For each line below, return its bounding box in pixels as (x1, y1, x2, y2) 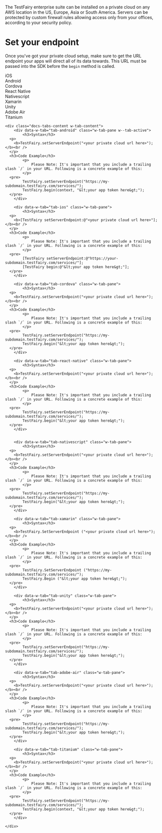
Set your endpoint (5, 37, 79, 48)
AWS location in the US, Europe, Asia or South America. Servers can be (5, 9, 148, 15)
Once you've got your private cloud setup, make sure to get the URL (5, 53, 142, 59)
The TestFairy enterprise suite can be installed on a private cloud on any (5, 4, 150, 10)
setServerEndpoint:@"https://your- (46, 256, 119, 261)
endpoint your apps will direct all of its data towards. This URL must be (5, 58, 147, 64)
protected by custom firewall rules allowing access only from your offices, (5, 15, 154, 20)
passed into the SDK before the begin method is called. (5, 63, 116, 69)
